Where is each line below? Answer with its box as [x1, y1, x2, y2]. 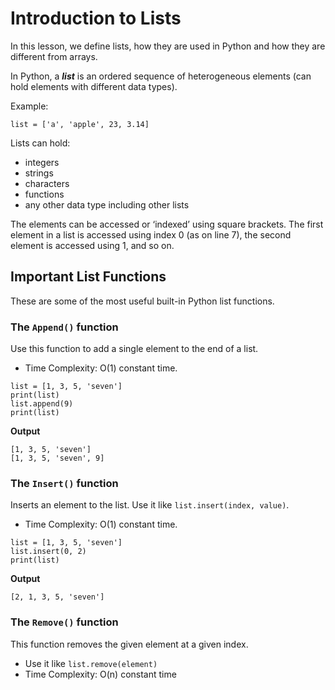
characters [24, 177, 70, 189]
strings [24, 167, 54, 179]
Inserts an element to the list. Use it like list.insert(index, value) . [10, 499, 290, 511]
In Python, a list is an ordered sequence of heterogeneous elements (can [10, 70, 312, 82]
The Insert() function [10, 476, 119, 490]
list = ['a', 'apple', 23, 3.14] [10, 119, 150, 129]
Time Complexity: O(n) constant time [24, 668, 177, 680]
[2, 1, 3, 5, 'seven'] [10, 592, 105, 602]
